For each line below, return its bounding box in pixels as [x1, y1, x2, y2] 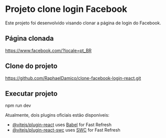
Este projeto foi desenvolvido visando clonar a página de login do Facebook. [5, 20, 161, 26]
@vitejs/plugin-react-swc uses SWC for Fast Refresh [12, 127, 120, 133]
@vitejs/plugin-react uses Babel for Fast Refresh [12, 122, 112, 128]
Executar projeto [5, 89, 58, 98]
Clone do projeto [5, 62, 58, 70]
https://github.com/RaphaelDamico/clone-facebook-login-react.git [5, 75, 141, 81]
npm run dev [5, 103, 31, 109]
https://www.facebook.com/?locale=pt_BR [5, 47, 92, 53]
